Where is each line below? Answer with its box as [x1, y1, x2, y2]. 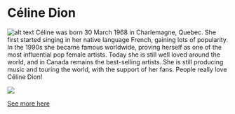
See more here [7, 99, 51, 108]
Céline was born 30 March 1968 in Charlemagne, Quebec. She [35, 28, 216, 36]
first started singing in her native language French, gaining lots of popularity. [7, 35, 229, 43]
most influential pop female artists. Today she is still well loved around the [7, 50, 221, 59]
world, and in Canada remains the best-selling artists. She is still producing [7, 57, 224, 66]
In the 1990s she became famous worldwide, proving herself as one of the [7, 43, 222, 51]
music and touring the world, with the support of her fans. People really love [7, 65, 227, 73]
